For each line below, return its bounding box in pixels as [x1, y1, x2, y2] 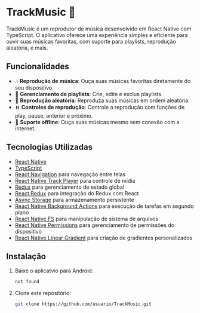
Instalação [6, 251, 47, 262]
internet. [14, 125, 36, 132]
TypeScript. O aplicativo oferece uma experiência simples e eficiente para [6, 31, 188, 38]
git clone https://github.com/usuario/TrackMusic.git [14, 301, 152, 307]
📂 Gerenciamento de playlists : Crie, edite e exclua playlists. [14, 90, 163, 97]
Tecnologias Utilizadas [6, 142, 93, 152]
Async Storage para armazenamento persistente [14, 196, 134, 203]
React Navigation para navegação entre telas [14, 170, 126, 178]
